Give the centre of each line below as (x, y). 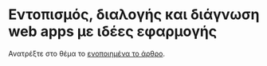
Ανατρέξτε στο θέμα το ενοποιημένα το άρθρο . (87, 53)
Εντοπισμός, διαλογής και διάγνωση (134, 15)
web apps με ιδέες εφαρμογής (113, 31)
